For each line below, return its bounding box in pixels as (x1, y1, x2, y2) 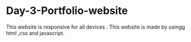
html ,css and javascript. (6, 29, 65, 36)
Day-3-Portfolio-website (6, 4, 129, 17)
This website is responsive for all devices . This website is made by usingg (6, 23, 185, 30)
